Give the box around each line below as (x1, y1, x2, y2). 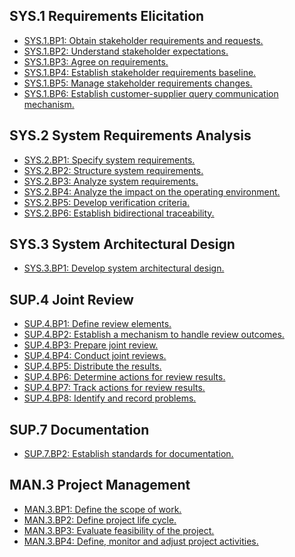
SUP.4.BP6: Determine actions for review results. (23, 371, 226, 383)
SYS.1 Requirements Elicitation (9, 8, 205, 25)
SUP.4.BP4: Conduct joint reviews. (23, 350, 167, 362)
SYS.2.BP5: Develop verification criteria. (23, 196, 191, 208)
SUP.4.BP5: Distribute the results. (23, 360, 162, 373)
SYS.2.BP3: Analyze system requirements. (23, 175, 199, 187)
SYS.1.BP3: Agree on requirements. (23, 55, 169, 68)
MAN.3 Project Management (9, 477, 191, 494)
